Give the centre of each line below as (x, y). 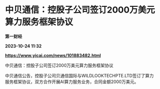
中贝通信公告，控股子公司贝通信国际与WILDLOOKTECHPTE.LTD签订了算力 (80, 75)
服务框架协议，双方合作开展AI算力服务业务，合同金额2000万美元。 (72, 82)
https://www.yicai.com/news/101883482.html (53, 55)
